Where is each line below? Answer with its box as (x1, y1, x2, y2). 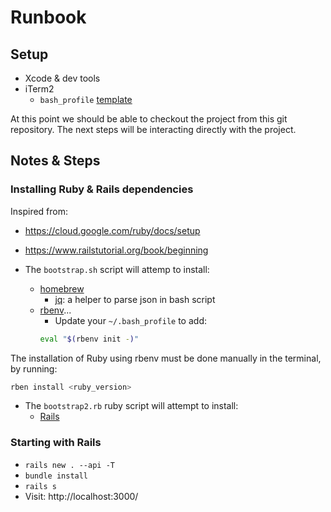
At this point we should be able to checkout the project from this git (10, 113, 288, 125)
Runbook (10, 6, 87, 29)
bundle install (24, 471, 89, 481)
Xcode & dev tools (24, 72, 101, 84)
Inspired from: (10, 205, 69, 217)
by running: (10, 362, 58, 375)
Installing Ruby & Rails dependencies (10, 182, 194, 196)
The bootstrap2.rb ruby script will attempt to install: (24, 400, 239, 412)
